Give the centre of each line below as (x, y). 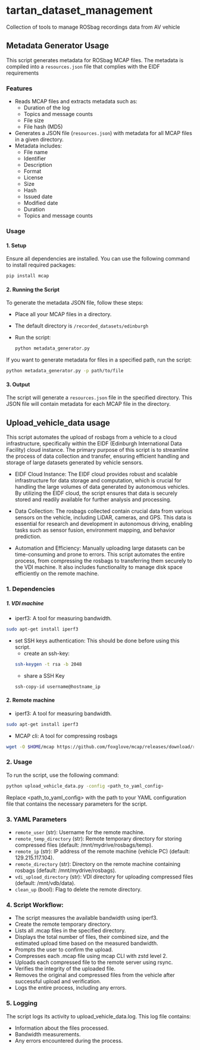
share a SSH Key (44, 675)
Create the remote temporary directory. (63, 925)
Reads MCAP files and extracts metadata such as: (76, 102)
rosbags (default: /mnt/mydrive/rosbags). (65, 870)
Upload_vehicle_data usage (58, 423)
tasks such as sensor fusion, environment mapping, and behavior (95, 530)
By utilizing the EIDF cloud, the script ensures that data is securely (96, 493)
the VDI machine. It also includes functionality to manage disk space (99, 567)
